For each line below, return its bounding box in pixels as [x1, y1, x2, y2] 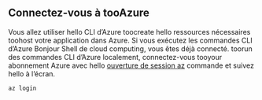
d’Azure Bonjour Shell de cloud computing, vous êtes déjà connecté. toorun [8, 43, 253, 54]
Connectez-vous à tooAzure [8, 6, 149, 20]
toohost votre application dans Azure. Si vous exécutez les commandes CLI [8, 35, 253, 45]
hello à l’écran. [8, 69, 56, 78]
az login [8, 84, 37, 92]
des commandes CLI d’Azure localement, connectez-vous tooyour [8, 52, 223, 61]
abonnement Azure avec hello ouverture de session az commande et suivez [8, 61, 254, 70]
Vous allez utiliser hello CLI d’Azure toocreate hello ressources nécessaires [8, 27, 251, 36]
